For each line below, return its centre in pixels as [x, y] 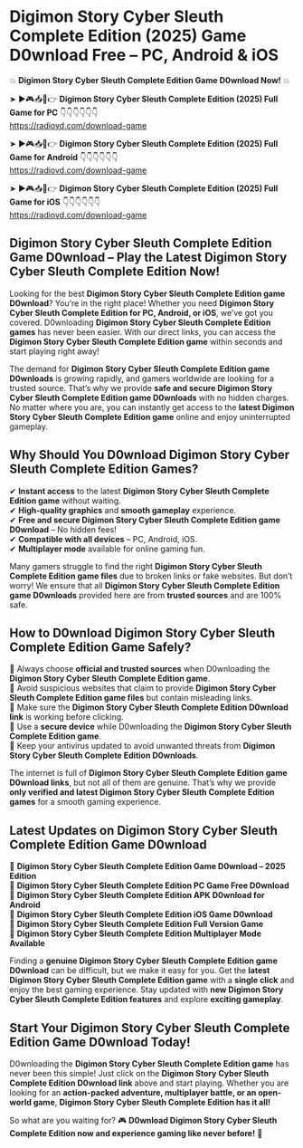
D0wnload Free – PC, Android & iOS [144, 55]
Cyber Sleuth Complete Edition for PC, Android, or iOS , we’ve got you [141, 312]
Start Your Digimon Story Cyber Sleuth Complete [150, 1028]
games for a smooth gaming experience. [85, 802]
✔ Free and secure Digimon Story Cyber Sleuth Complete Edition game [145, 520]
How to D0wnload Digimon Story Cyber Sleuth [142, 632]
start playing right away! [54, 351]
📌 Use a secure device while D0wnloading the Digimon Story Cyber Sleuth [151, 727]
